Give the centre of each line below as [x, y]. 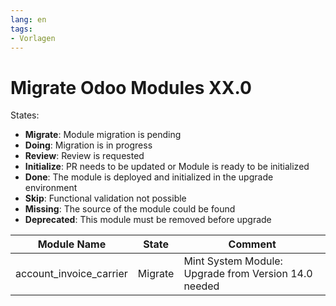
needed [201, 286]
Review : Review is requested [84, 156]
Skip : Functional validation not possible [105, 198]
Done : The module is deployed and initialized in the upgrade [149, 177]
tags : [21, 29]
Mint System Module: [233, 261]
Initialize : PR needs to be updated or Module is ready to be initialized [167, 167]
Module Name [72, 244]
